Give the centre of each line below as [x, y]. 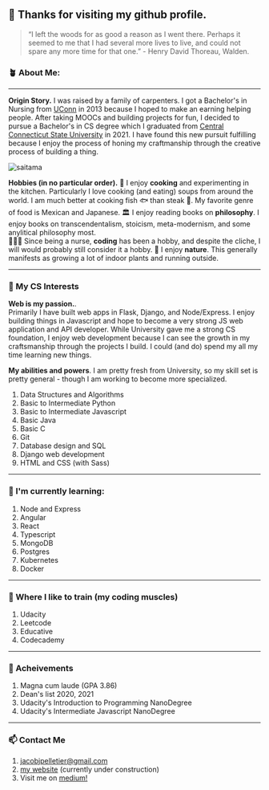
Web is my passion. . [43, 304]
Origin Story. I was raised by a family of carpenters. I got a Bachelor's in [128, 100]
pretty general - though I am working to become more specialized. [118, 379]
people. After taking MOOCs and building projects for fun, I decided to [124, 118]
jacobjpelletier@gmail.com [64, 760]
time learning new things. [50, 355]
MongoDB [36, 543]
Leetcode [36, 623]
